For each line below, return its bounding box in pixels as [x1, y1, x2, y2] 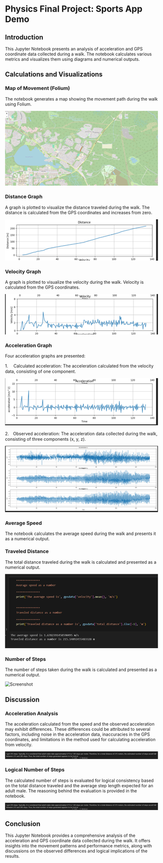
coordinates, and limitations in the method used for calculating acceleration [5, 736, 156, 742]
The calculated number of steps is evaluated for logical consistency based [5, 777, 154, 783]
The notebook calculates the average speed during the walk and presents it [5, 531, 156, 536]
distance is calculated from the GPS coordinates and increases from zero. [5, 209, 153, 215]
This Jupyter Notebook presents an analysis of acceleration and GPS [5, 46, 143, 52]
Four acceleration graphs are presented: [5, 353, 86, 359]
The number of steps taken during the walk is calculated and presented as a [5, 667, 157, 673]
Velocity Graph [5, 268, 41, 275]
